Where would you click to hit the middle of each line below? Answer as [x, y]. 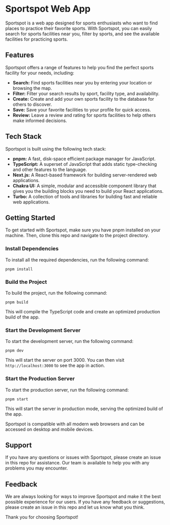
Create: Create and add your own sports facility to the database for [83, 99]
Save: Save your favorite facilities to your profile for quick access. [82, 109]
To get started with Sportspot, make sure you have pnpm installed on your [83, 230]
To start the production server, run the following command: [67, 390]
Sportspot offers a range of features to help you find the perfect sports [80, 67]
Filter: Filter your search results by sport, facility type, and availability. [86, 93]
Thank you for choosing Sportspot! [42, 517]
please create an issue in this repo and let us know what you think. [75, 507]
